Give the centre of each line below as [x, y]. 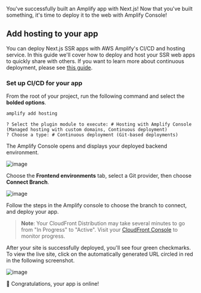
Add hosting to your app [52, 34]
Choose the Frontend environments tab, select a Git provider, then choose [99, 175]
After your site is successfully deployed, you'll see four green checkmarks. [99, 247]
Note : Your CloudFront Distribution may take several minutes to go [103, 223]
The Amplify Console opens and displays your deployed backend [87, 146]
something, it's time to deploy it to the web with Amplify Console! [87, 15]
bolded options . [26, 103]
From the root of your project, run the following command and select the [95, 96]
